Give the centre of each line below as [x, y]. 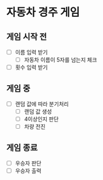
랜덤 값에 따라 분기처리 [42, 104]
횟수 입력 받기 [31, 68]
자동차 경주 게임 [43, 12]
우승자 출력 [28, 171]
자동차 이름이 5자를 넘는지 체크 [61, 60]
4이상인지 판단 [41, 119]
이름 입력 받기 [31, 52]
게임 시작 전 [27, 37]
